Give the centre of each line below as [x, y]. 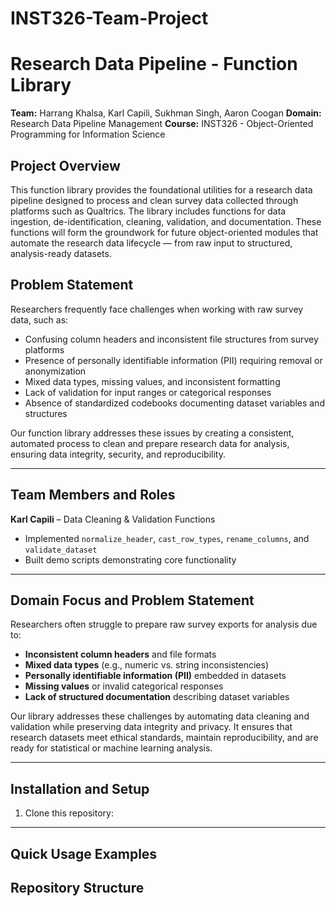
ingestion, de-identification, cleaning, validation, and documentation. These [166, 221]
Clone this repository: [69, 813]
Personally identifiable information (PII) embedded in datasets [155, 676]
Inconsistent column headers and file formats [120, 654]
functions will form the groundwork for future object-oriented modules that [164, 232]
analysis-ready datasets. [61, 253]
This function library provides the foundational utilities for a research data [161, 189]
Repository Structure [77, 887]
